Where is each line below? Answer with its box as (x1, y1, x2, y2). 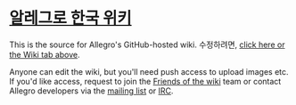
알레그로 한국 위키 (9, 8, 132, 28)
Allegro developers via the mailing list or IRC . (9, 85, 174, 96)
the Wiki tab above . (9, 49, 80, 60)
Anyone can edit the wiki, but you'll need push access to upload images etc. (9, 66, 289, 77)
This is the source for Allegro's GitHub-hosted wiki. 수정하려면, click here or (9, 39, 285, 50)
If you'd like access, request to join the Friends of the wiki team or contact (9, 76, 282, 86)
